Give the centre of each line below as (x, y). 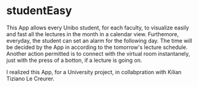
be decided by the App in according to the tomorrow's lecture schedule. (97, 47)
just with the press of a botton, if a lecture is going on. (74, 60)
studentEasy (39, 11)
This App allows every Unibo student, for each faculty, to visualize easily (98, 28)
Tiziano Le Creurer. (31, 78)
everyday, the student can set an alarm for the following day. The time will (99, 40)
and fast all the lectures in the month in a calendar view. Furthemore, (93, 34)
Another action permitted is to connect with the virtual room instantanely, (98, 53)
